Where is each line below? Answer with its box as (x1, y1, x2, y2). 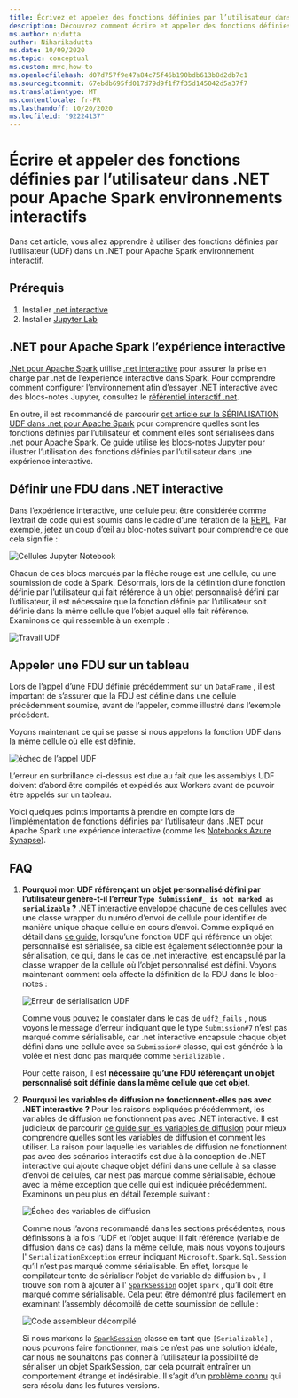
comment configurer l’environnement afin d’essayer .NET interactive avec (9, 382, 278, 392)
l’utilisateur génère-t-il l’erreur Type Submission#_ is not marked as (21, 894, 274, 904)
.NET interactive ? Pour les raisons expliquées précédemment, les (21, 1104, 265, 1115)
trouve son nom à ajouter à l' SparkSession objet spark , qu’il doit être (21, 1280, 274, 1291)
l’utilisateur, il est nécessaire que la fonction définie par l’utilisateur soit (9, 596, 268, 606)
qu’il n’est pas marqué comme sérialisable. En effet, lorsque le (21, 1261, 249, 1272)
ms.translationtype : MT (9, 87, 98, 96)
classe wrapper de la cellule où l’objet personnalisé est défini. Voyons (21, 960, 277, 970)
